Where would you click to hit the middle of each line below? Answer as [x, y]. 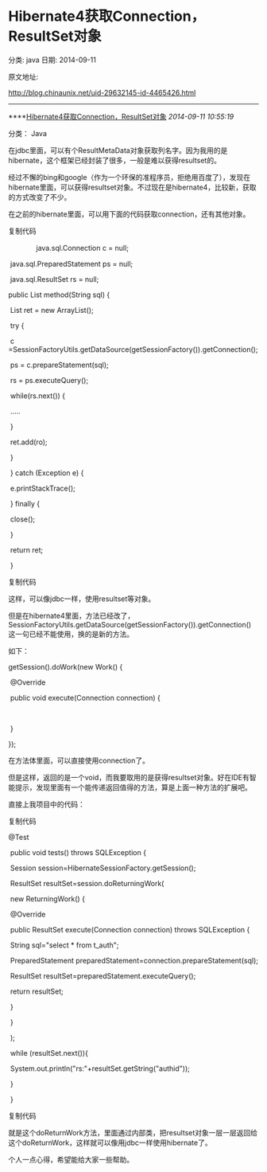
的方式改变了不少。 [40, 197]
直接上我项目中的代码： [46, 804]
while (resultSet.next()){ [49, 1053]
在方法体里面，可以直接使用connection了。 [79, 760]
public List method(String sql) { [59, 295]
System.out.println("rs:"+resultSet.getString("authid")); [100, 1068]
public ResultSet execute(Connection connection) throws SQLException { [130, 929]
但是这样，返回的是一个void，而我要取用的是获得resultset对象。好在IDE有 [129, 777]
